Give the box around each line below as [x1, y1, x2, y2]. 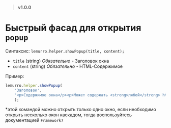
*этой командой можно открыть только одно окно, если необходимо [5, 107, 156, 113]
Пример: [5, 73, 24, 79]
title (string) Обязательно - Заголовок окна [12, 58, 109, 64]
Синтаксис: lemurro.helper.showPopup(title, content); [5, 48, 125, 54]
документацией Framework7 [5, 117, 64, 123]
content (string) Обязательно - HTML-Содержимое [12, 63, 123, 69]
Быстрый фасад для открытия [5, 22, 141, 34]
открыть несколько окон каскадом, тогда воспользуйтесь [5, 112, 132, 118]
